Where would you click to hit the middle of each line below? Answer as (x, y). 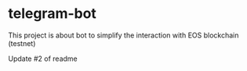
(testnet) (22, 43)
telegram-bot (52, 14)
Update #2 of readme (43, 59)
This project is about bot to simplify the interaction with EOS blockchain (123, 35)
